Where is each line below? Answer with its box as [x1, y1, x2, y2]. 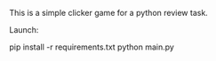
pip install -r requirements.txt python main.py [9, 42, 175, 52]
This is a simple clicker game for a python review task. [9, 8, 209, 18]
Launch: [9, 25, 39, 34]
